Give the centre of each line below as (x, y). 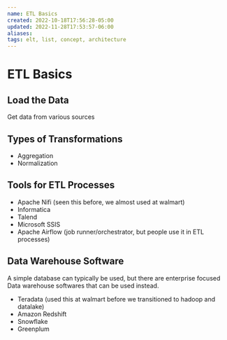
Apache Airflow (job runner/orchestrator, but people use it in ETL (111, 232)
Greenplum (34, 329)
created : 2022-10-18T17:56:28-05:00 (60, 20)
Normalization (37, 163)
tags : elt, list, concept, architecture (67, 40)
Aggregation (35, 155)
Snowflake (32, 321)
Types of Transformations (65, 139)
